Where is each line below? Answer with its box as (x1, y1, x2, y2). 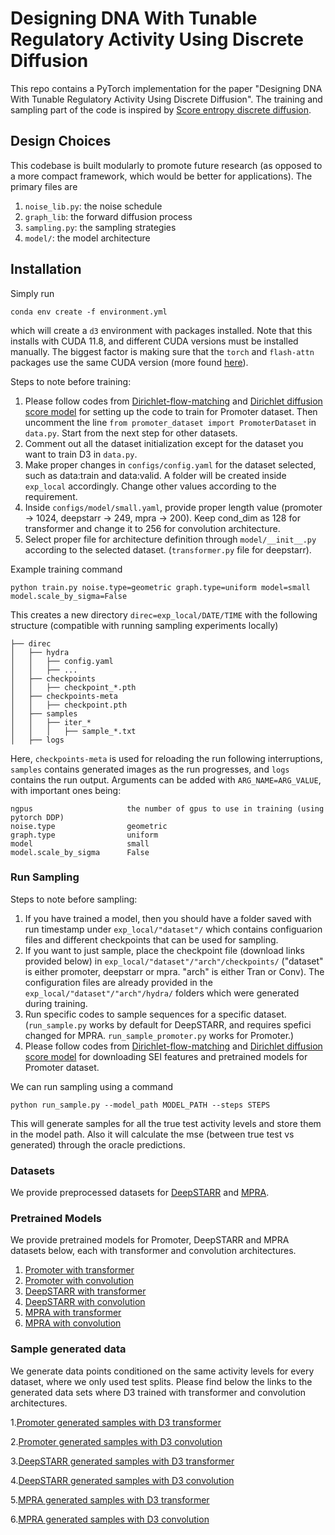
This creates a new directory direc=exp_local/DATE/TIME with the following (10, 608, 318, 621)
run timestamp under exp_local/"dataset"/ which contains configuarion (24, 923, 323, 935)
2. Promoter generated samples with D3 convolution (10, 1435, 223, 1447)
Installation (10, 261, 82, 278)
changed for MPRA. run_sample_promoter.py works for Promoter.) (24, 1029, 295, 1041)
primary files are (10, 180, 78, 192)
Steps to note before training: (10, 375, 132, 387)
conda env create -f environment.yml (10, 307, 168, 317)
